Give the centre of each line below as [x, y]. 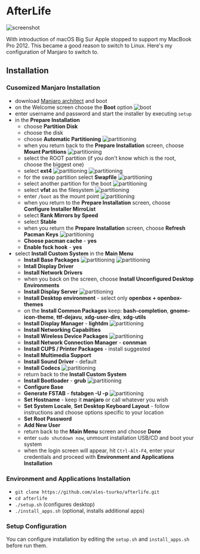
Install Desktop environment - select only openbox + [90, 298]
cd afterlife [31, 498]
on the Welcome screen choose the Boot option [74, 107]
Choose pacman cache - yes [60, 241]
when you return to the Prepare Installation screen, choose [97, 202]
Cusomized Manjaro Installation [53, 88]
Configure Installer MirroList [60, 209]
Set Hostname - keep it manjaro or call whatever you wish [96, 400]
